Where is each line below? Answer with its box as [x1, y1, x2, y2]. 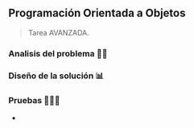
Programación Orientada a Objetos [8, 6, 186, 20]
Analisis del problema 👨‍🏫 [8, 47, 108, 59]
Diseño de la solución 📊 [8, 70, 105, 81]
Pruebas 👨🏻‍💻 [8, 94, 60, 105]
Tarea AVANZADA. [27, 27, 90, 37]
